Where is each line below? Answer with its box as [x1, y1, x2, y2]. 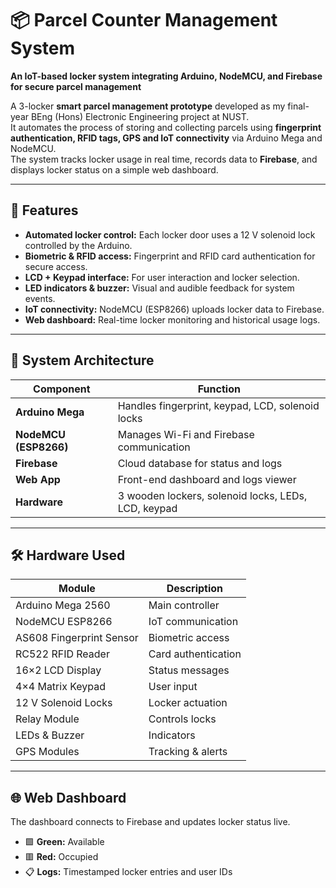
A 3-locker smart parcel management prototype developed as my [10, 100, 286, 112]
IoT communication [148, 615, 239, 629]
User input [148, 680, 198, 694]
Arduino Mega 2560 [15, 598, 111, 612]
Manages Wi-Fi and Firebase [117, 427, 255, 441]
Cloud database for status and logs [117, 456, 283, 470]
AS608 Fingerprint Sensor [15, 631, 139, 645]
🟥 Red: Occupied [24, 851, 99, 863]
